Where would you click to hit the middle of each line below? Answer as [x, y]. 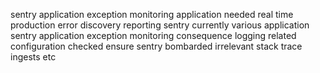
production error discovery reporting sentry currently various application [160, 25]
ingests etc [33, 57]
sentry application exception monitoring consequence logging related [153, 35]
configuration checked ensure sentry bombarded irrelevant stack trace [156, 46]
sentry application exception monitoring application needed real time [152, 14]
